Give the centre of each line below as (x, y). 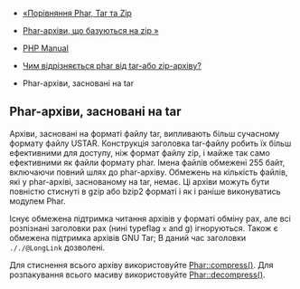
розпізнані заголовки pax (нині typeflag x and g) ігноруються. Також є (144, 228)
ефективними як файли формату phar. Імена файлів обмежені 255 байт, (147, 162)
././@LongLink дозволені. (57, 247)
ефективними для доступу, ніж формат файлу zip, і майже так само (140, 152)
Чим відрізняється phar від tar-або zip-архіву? (112, 66)
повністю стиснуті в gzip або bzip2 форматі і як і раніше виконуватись (145, 191)
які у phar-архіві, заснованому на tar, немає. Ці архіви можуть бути (139, 181)
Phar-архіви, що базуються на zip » (90, 30)
